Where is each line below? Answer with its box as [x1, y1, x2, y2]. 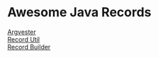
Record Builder [7, 42, 51, 51]
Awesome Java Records [7, 4, 152, 21]
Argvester [7, 28, 37, 36]
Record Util [7, 35, 40, 43]
